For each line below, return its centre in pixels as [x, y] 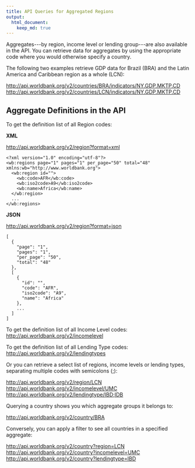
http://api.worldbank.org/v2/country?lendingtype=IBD [71, 459]
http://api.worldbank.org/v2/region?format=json [64, 226]
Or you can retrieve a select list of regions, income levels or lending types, [96, 365]
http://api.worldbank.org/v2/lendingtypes [56, 353]
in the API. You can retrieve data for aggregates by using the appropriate [94, 51]
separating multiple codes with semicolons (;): [62, 371]
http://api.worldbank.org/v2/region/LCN [54, 382]
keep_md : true [34, 28]
